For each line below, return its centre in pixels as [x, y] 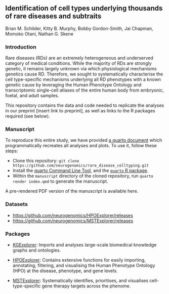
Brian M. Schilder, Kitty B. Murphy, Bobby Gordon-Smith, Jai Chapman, [79, 28]
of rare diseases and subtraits [53, 16]
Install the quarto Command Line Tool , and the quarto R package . [80, 171]
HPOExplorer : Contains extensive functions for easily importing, [79, 260]
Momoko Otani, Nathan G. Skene [39, 34]
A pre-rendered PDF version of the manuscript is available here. [72, 191]
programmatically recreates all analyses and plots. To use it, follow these [81, 146]
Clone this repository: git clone [46, 161]
